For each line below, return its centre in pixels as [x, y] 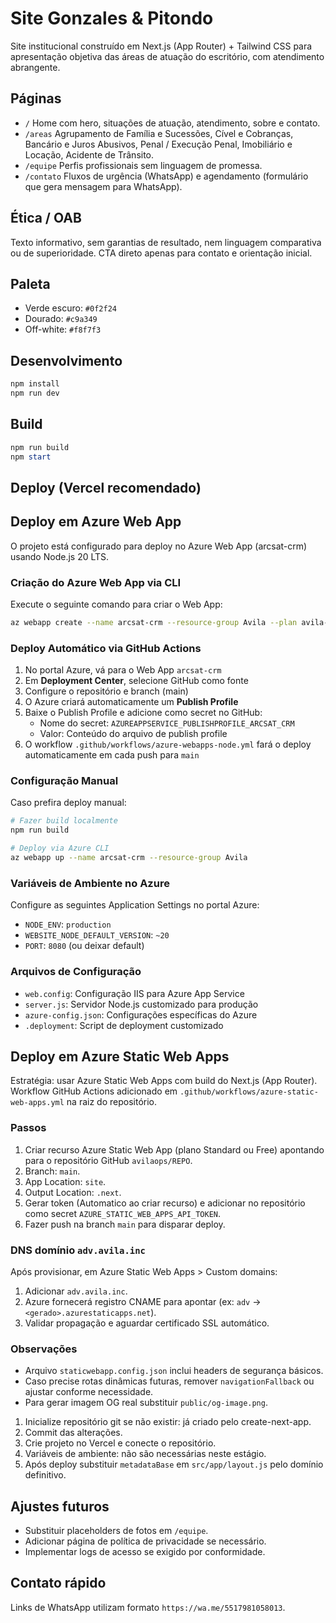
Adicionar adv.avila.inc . [76, 1291]
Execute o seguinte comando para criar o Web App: [116, 604]
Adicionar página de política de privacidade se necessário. [145, 1541]
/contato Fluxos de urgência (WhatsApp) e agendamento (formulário [166, 176]
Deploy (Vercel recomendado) [106, 487]
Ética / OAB [46, 218]
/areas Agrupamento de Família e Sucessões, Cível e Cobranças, [159, 133]
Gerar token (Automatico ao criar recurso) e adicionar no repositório [165, 1203]
